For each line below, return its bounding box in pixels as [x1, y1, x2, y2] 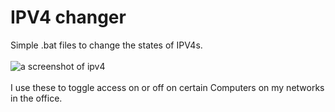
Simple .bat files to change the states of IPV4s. [10, 39, 203, 51]
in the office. [10, 92, 63, 104]
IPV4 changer [10, 6, 127, 29]
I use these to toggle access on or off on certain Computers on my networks [10, 81, 325, 93]
